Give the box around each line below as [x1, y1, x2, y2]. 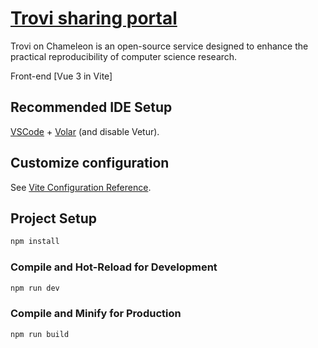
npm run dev [10, 283, 60, 293]
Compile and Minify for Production [10, 307, 182, 321]
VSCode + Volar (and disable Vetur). [10, 125, 160, 137]
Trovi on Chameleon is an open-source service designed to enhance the [10, 40, 309, 52]
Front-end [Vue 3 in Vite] [10, 70, 113, 82]
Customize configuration [10, 155, 170, 172]
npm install [10, 237, 60, 247]
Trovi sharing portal [10, 7, 178, 30]
